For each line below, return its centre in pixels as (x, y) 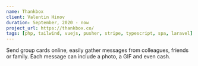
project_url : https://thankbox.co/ (50, 28)
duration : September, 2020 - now (48, 22)
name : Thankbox (25, 11)
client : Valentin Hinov (36, 17)
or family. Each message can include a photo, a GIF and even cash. (88, 57)
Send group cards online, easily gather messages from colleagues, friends (98, 50)
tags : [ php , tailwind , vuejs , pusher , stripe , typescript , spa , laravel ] (100, 34)
